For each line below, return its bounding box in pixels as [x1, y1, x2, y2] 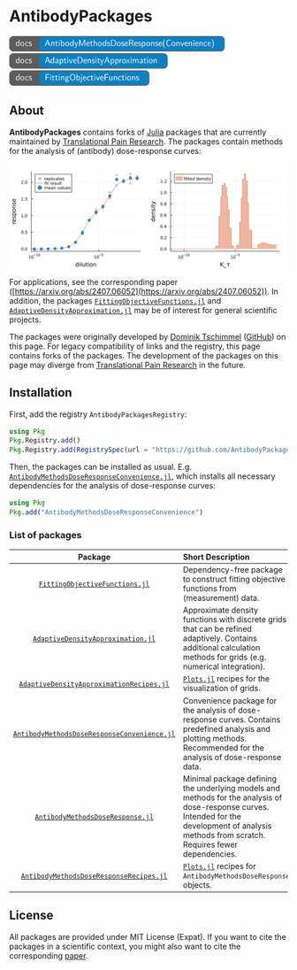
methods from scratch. [182, 829, 266, 840]
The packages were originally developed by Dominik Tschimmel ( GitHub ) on [9, 331, 286, 342]
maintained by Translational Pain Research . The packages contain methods [9, 135, 284, 147]
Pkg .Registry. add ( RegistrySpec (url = [9, 445, 148, 455]
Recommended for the [182, 742, 265, 753]
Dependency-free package [182, 564, 283, 574]
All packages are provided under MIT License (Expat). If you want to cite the [9, 931, 287, 942]
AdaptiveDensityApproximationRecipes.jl [19, 680, 170, 689]
